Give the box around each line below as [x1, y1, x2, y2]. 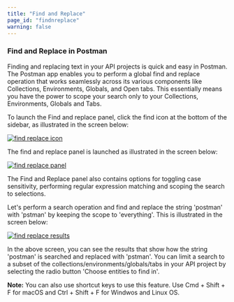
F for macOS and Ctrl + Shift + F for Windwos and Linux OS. [7, 288, 180, 296]
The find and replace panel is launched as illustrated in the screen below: [7, 148, 218, 156]
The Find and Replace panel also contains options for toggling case [7, 174, 201, 182]
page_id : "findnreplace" [7, 17, 80, 24]
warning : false [7, 23, 52, 30]
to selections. [7, 189, 46, 198]
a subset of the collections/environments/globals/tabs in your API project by [7, 259, 226, 268]
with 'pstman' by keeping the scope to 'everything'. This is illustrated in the [7, 210, 224, 219]
